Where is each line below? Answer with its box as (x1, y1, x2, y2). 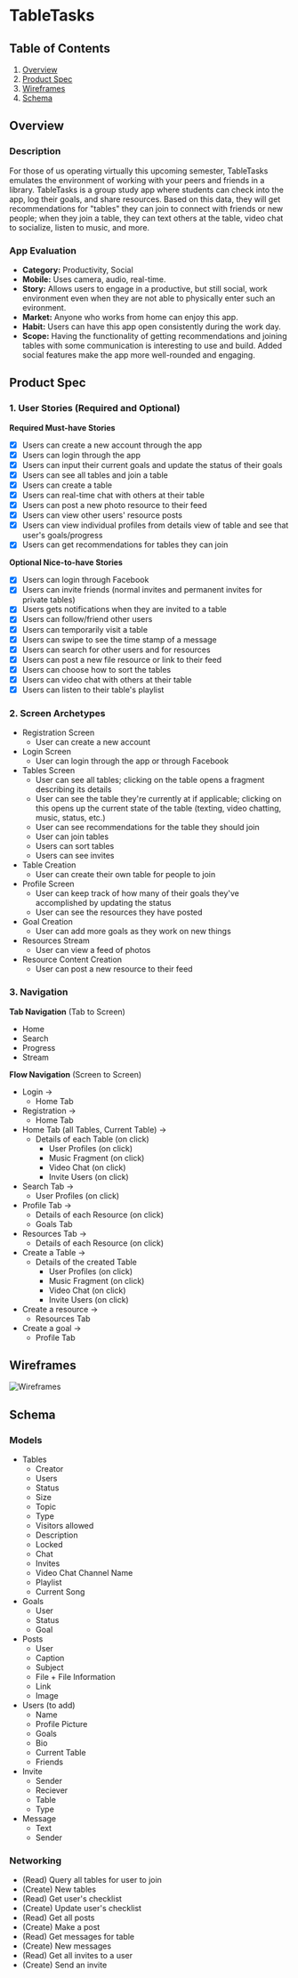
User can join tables (35, 831, 109, 842)
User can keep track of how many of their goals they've (35, 888, 240, 899)
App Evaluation (9, 244, 77, 256)
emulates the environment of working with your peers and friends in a (9, 174, 265, 185)
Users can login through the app (21, 449, 141, 460)
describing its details (35, 784, 112, 795)
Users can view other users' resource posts (21, 510, 182, 521)
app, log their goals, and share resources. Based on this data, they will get (9, 193, 281, 205)
